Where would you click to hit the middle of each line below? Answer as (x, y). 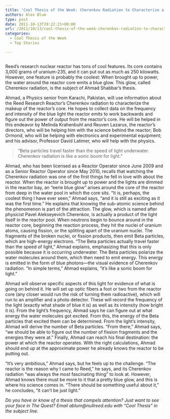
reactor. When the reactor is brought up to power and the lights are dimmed (84, 182)
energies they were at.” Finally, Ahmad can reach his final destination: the (82, 337)
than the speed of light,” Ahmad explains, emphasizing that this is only (78, 247)
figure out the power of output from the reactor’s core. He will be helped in (83, 119)
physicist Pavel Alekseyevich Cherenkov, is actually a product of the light (81, 214)
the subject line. (22, 411)
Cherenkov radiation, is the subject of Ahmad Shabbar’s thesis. (71, 88)
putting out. (17, 354)
